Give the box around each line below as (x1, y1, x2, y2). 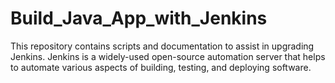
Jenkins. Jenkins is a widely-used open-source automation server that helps (10, 50, 326, 62)
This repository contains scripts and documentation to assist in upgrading (10, 40, 315, 52)
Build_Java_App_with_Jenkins (10, 7, 268, 30)
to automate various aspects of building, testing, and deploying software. (10, 61, 312, 73)
